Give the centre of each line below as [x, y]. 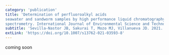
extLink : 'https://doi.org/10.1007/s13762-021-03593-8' [65, 33]
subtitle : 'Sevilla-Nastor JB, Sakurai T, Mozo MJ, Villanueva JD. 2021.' [85, 28]
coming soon [19, 47]
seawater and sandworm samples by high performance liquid [68, 19]
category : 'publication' [31, 10]
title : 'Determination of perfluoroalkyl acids [56, 14]
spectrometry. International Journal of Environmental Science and [77, 24]
